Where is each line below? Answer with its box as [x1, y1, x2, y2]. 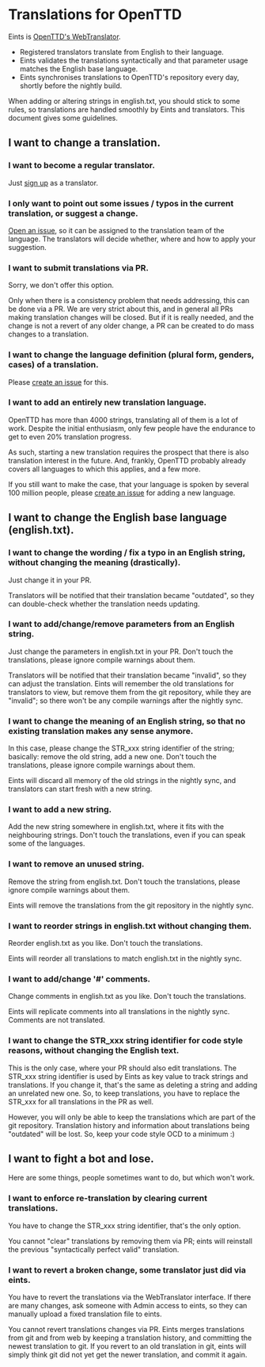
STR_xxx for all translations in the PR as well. [8, 1096, 154, 1106]
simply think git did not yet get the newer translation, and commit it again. [8, 1350, 248, 1359]
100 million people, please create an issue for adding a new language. [8, 488, 236, 497]
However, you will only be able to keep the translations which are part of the [8, 1112, 256, 1122]
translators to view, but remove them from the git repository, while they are [8, 687, 252, 697]
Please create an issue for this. [8, 377, 109, 386]
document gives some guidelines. [8, 113, 119, 122]
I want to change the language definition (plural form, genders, [8, 349, 255, 360]
